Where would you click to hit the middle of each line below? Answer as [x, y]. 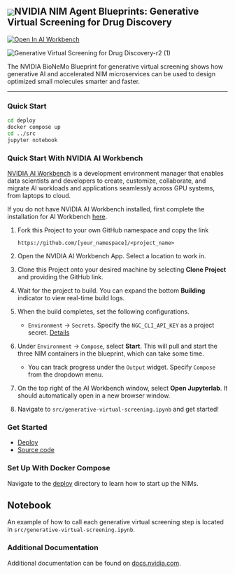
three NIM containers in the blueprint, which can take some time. [111, 353]
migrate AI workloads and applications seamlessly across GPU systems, [111, 188]
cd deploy [22, 121]
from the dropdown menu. [65, 374]
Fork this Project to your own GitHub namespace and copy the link [113, 230]
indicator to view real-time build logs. [71, 297]
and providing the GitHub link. [60, 276]
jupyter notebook [33, 140]
